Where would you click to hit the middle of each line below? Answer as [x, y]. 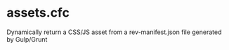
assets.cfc [38, 13]
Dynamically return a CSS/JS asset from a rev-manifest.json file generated [114, 32]
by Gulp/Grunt [27, 39]
